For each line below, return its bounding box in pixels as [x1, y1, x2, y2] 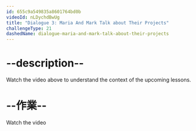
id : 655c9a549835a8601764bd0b [6, 8, 82, 15]
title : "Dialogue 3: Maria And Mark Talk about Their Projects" [6, 20, 169, 26]
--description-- [6, 57, 85, 70]
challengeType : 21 [6, 25, 52, 32]
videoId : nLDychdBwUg [6, 14, 60, 20]
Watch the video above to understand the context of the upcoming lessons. [6, 76, 192, 83]
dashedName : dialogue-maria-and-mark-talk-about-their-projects [6, 31, 169, 37]
